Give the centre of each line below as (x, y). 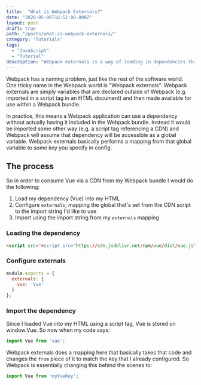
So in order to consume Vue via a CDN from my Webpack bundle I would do (100, 181)
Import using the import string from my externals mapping (87, 218)
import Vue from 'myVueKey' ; (42, 376)
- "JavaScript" (31, 51)
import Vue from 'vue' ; (36, 341)
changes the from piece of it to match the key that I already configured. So (98, 359)
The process (30, 166)
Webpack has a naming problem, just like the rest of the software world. (95, 79)
